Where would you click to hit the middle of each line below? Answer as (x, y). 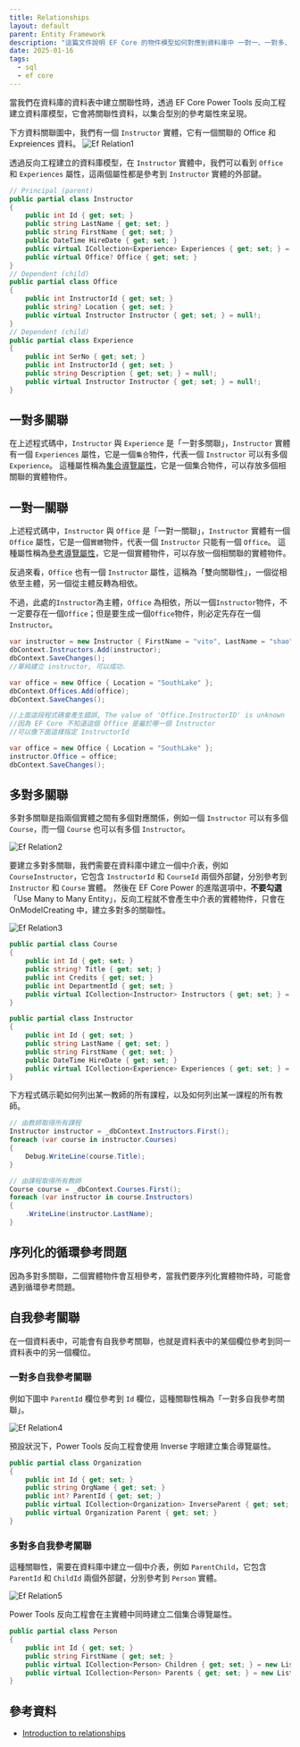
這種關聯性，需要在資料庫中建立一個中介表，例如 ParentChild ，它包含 (138, 1567)
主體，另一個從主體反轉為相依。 (83, 584)
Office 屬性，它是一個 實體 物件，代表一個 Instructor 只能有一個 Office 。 (143, 542)
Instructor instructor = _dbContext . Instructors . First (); (119, 1131)
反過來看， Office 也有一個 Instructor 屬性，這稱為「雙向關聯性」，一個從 (144, 572)
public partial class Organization (75, 1463)
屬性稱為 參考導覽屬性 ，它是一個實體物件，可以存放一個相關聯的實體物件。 (154, 553)
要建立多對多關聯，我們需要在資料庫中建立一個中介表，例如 (119, 865)
